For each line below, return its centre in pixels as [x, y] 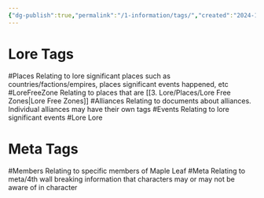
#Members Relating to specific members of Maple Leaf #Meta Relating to [127, 171]
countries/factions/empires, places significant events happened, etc [119, 84]
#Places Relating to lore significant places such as [90, 76]
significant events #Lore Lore [55, 117]
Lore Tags [41, 54]
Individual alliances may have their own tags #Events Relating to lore [119, 109]
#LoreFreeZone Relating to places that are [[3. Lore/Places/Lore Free [119, 92]
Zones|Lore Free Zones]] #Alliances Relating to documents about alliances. [130, 101]
